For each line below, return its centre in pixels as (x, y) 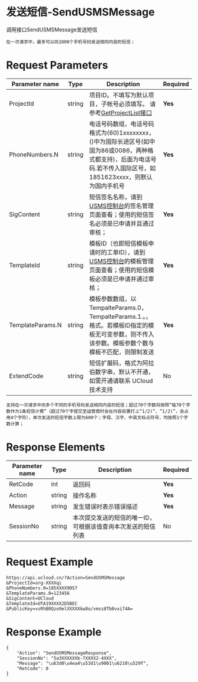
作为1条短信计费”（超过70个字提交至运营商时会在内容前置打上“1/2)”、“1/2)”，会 (97, 411)
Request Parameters (57, 65)
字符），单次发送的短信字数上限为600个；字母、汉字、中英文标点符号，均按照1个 (100, 417)
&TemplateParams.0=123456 (38, 593)
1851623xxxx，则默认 (121, 177)
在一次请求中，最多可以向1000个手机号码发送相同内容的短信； (71, 42)
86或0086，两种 (124, 150)
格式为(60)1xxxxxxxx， (122, 132)
